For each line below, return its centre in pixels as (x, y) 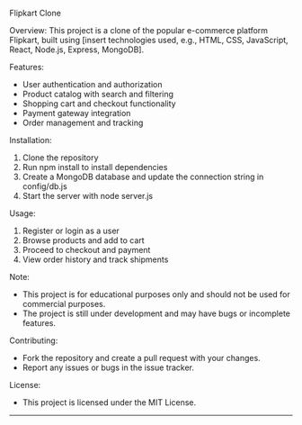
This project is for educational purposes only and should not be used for (156, 294)
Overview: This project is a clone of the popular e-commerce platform (138, 30)
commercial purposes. (64, 304)
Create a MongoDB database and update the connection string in (143, 176)
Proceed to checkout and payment (86, 250)
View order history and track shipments (95, 259)
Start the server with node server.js (88, 196)
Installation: (31, 140)
